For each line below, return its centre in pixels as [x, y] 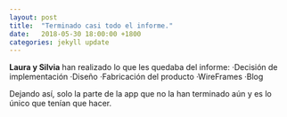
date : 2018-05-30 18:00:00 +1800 [75, 34]
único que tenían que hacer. [61, 104]
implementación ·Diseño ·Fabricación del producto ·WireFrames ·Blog [136, 77]
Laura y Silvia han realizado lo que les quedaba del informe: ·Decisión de [143, 67]
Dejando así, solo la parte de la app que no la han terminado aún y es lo [140, 94]
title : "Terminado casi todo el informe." [91, 26]
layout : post [33, 17]
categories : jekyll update [59, 42]
